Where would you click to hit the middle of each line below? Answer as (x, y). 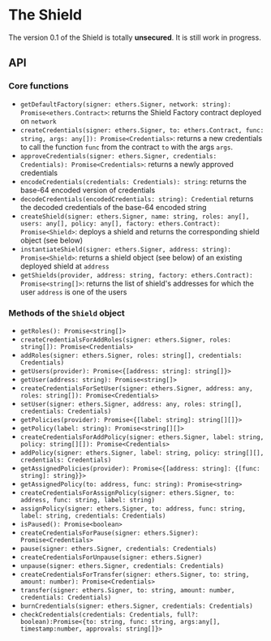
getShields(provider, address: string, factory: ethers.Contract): (136, 275)
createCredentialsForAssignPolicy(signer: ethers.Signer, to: (127, 493)
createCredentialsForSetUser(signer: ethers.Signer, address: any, (136, 388)
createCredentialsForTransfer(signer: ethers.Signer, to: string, (135, 574)
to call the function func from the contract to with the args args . (127, 147)
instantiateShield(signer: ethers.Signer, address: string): (126, 249)
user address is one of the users (73, 292)
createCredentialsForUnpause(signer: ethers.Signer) (111, 557)
